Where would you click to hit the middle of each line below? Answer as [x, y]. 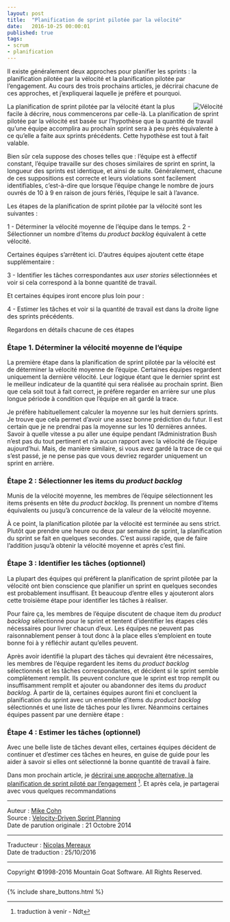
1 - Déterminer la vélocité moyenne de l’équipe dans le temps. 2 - [99, 227]
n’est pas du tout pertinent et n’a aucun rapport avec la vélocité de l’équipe [112, 441]
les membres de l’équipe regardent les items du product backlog [98, 663]
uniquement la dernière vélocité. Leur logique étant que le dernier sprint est [114, 377]
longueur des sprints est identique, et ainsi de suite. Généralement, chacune [115, 171]
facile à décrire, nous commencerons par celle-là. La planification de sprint [113, 113]
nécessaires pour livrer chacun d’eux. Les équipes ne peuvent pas [101, 628]
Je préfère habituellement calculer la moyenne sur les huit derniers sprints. [113, 412]
